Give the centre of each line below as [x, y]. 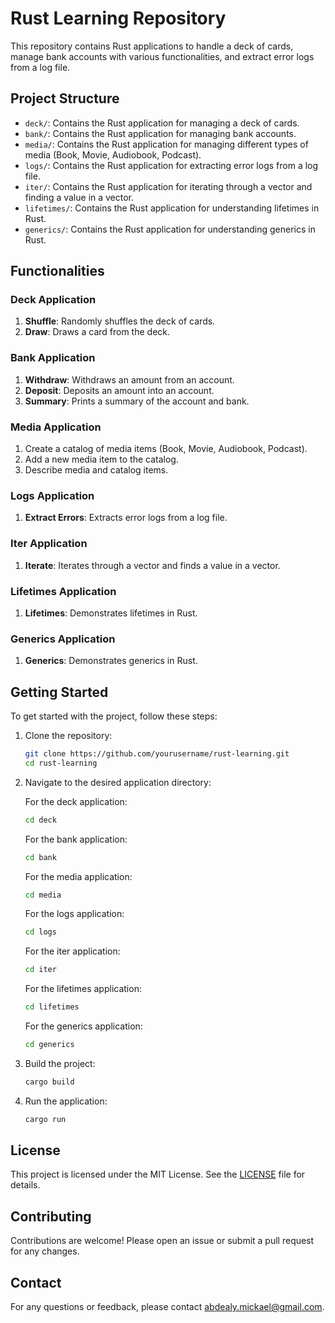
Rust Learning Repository [118, 18]
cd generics [49, 1045]
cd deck [40, 820]
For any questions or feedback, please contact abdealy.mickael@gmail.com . [167, 1307]
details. [25, 1185]
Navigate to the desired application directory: [118, 782]
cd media [43, 895]
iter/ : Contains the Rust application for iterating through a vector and [168, 186]
